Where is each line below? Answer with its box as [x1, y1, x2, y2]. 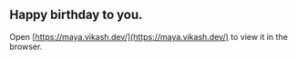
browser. [9, 41, 43, 52]
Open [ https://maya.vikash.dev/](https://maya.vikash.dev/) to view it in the [9, 31, 289, 42]
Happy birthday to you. [9, 7, 143, 23]
